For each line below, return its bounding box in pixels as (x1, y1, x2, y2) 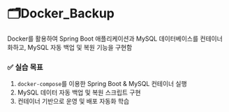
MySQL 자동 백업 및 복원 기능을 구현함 (27, 43, 133, 51)
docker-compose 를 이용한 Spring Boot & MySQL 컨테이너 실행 (17, 80, 187, 88)
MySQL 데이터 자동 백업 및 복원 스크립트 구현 (17, 88, 141, 97)
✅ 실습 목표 (7, 62, 43, 72)
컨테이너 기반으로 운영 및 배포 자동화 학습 (17, 97, 130, 106)
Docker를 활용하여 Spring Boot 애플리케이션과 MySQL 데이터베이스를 (7, 34, 199, 43)
